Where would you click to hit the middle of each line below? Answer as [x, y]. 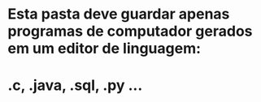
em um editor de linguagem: [104, 49]
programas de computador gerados [130, 31]
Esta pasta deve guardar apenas [119, 14]
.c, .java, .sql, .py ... [75, 85]
